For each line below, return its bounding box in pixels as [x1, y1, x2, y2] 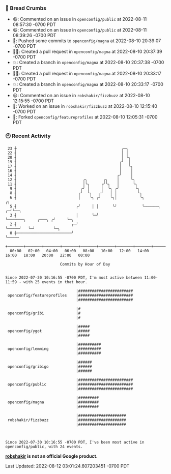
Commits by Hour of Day [60, 261, 110, 266]
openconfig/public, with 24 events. [5, 444, 83, 449]
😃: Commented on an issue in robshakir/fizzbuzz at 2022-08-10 [12, 93, 150, 99]
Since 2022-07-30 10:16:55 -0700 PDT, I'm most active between [5, 275, 142, 280]
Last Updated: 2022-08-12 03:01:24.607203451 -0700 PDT [5, 463, 130, 469]
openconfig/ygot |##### [7, 328, 90, 334]
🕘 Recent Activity [5, 132, 51, 139]
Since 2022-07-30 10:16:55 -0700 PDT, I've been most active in [5, 439, 145, 445]
